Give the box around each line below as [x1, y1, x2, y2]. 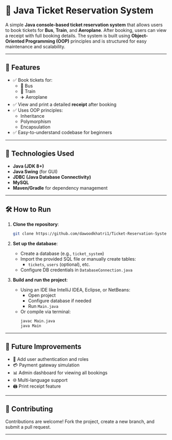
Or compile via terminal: [20, 308, 71, 315]
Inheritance [20, 113, 45, 119]
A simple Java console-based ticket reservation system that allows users [5, 22, 163, 28]
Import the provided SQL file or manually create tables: [20, 256, 136, 262]
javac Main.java [20, 319, 55, 324]
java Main [20, 323, 42, 328]
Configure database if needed [28, 298, 92, 304]
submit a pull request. [5, 424, 51, 430]
